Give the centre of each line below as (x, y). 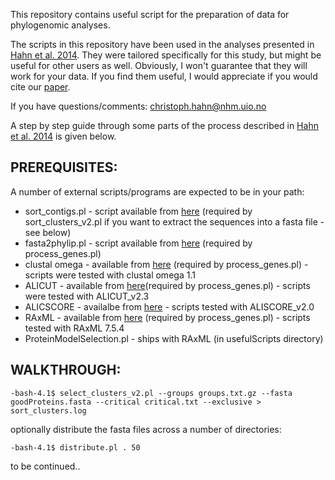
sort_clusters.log (48, 410)
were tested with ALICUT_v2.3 (87, 296)
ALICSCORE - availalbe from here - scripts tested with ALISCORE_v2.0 (169, 306)
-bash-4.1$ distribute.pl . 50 (75, 447)
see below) (48, 232)
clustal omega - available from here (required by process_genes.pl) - (166, 264)
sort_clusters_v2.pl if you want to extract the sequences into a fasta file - (174, 221)
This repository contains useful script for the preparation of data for (150, 14)
